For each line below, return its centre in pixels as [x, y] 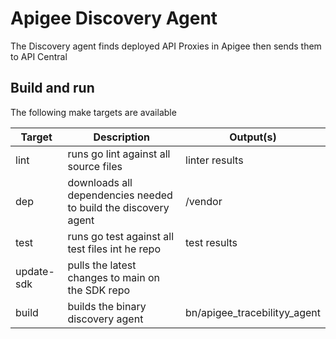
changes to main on [113, 277]
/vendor [204, 201]
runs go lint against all [119, 154]
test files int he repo [114, 249]
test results [211, 242]
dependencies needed [120, 195]
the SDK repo [99, 290]
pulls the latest [102, 265]
